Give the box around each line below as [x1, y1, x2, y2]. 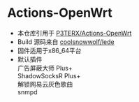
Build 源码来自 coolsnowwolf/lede [17, 37, 115, 46]
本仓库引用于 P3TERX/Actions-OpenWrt [17, 29, 132, 37]
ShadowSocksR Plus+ [17, 71, 81, 80]
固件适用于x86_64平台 [17, 46, 82, 54]
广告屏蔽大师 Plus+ [17, 64, 73, 72]
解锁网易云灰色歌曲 [17, 80, 73, 88]
